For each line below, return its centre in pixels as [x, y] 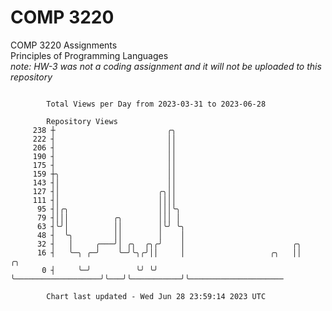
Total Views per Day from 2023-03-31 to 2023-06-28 [156, 104]
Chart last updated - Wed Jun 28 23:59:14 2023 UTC [156, 296]
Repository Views [82, 121]
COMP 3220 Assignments [64, 45]
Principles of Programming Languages [89, 55]
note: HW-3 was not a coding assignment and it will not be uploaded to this [166, 66]
